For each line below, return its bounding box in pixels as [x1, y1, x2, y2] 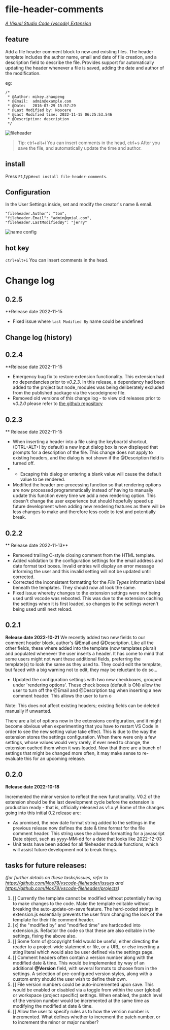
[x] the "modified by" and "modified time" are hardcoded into [12, 922, 141, 928]
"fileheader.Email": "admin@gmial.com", [5, 216, 92, 221]
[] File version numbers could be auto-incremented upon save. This [12, 981, 154, 988]
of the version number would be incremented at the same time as [12, 998, 150, 1004]
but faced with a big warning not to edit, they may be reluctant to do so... [5, 667, 158, 673]
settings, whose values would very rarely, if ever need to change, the [5, 739, 150, 745]
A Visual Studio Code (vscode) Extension [5, 20, 91, 26]
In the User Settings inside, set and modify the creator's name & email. [5, 202, 153, 208]
